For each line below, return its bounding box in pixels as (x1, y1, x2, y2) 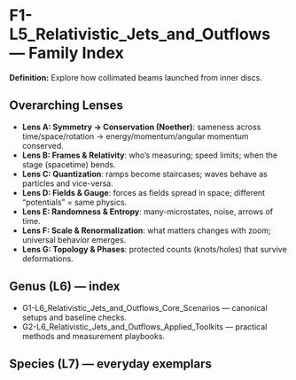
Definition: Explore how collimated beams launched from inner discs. (9, 72, 263, 82)
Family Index (27, 43, 124, 63)
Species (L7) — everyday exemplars (9, 356, 213, 371)
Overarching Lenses (9, 98, 124, 113)
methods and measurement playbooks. (21, 330, 166, 341)
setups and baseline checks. (21, 312, 127, 322)
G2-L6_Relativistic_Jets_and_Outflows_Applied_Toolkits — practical (21, 321, 268, 332)
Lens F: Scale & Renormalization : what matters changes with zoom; (21, 225, 272, 236)
